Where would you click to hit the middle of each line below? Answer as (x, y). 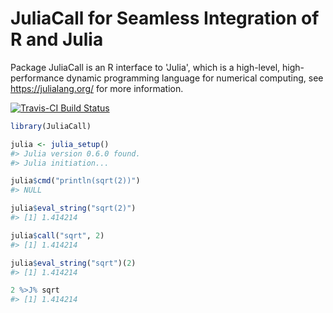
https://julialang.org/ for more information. (97, 88)
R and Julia (57, 39)
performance (37, 78)
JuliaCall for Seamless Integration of (165, 18)
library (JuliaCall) (51, 126)
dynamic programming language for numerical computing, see (195, 78)
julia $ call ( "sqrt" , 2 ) (57, 235)
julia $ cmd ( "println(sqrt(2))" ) (75, 181)
